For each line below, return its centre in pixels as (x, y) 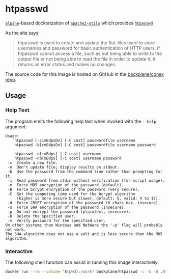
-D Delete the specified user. (42, 216)
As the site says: (22, 33)
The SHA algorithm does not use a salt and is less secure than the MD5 (84, 234)
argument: (16, 127)
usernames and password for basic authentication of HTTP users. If (89, 48)
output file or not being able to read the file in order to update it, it (87, 59)
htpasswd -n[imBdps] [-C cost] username (58, 154)
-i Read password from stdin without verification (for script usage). (86, 180)
